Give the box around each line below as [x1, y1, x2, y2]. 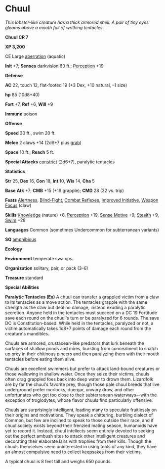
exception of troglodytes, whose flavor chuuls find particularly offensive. [5, 397, 153, 403]
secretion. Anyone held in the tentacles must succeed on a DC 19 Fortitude [5, 310, 157, 316]
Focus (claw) [5, 202, 32, 208]
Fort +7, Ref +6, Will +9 [5, 101, 53, 107]
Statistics [5, 168, 26, 174]
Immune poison [5, 111, 38, 117]
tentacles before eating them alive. [5, 356, 76, 362]
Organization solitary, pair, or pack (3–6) [5, 265, 88, 271]
